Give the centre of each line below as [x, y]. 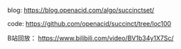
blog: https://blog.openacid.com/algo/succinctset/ [81, 10]
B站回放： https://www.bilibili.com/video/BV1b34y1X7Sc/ [90, 38]
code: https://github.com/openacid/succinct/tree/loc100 [89, 23]
